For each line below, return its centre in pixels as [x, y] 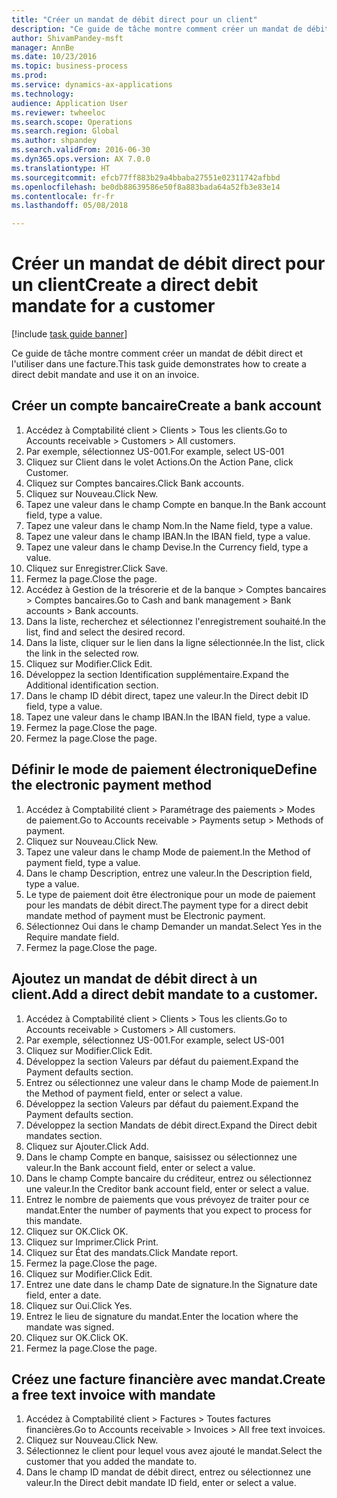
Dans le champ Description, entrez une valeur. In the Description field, [169, 873]
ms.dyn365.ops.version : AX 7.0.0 [81, 159]
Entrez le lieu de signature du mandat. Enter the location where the [162, 1316]
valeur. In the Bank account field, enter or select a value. [140, 1167]
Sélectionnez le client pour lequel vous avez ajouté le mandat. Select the [174, 1451]
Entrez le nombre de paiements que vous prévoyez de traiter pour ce [167, 1199]
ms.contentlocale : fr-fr [63, 196]
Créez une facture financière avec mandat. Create [168, 1379]
